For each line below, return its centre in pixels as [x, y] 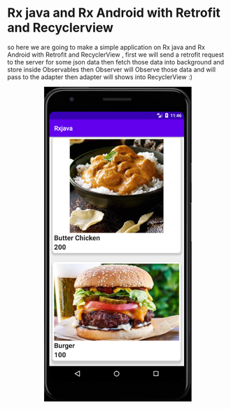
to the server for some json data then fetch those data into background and [116, 62]
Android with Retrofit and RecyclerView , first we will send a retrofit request [115, 55]
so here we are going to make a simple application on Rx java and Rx [106, 47]
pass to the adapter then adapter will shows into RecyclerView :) [100, 77]
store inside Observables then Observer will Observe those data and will [111, 69]
